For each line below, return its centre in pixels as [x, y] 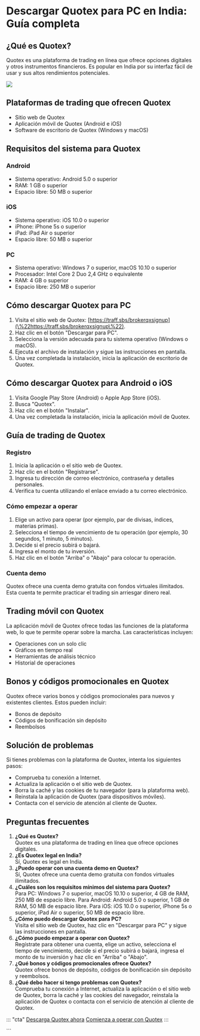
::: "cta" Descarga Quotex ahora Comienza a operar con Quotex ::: [87, 1020]
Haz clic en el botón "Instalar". [52, 410]
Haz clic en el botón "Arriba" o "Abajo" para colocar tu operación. [95, 557]
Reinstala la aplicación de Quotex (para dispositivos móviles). [90, 797]
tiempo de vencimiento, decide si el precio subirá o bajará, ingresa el [99, 951]
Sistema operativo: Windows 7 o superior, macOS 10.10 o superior [96, 268]
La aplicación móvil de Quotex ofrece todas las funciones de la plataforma [98, 626]
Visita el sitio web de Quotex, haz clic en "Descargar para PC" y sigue [101, 925]
